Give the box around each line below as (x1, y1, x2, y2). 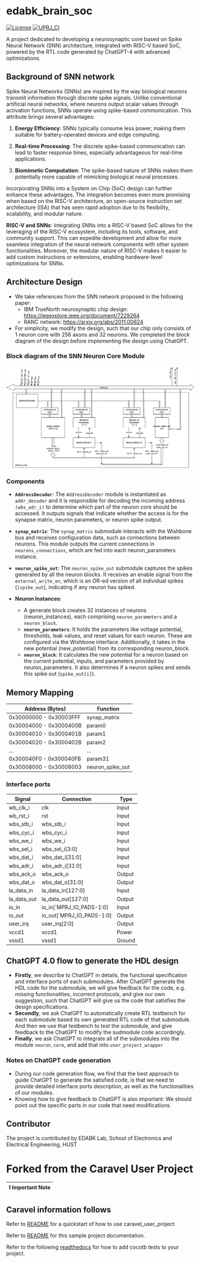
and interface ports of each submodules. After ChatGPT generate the (14, 978, 185, 985)
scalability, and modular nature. (6, 210, 83, 217)
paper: (14, 299, 32, 306)
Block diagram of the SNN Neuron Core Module (6, 352, 145, 361)
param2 (86, 738, 106, 746)
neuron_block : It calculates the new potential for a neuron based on (23, 651, 189, 658)
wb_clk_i (8, 804, 30, 811)
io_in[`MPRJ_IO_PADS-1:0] (41, 903, 109, 911)
